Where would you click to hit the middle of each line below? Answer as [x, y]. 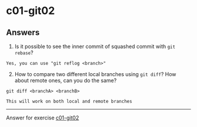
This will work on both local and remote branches [69, 101]
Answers [23, 32]
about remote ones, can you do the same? [66, 80]
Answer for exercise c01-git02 [43, 118]
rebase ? [24, 53]
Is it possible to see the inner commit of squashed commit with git [95, 46]
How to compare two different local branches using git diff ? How [95, 74]
